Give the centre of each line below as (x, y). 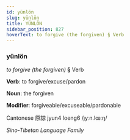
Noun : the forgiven (30, 93)
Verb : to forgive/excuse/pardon (46, 82)
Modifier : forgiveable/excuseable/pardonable (63, 106)
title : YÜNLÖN (24, 23)
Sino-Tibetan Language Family (45, 130)
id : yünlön (20, 12)
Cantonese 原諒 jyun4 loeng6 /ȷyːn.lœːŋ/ (57, 118)
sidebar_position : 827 (35, 29)
